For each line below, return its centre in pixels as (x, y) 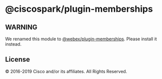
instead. (13, 44)
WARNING (21, 27)
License (18, 60)
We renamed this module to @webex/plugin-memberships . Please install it (81, 39)
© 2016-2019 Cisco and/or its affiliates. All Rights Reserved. (66, 71)
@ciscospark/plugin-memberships (79, 9)
